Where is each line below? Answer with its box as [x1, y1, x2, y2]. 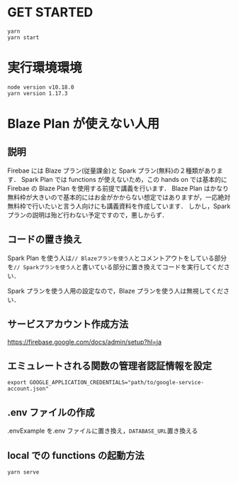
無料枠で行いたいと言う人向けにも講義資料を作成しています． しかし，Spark [7, 202, 231, 210]
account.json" [7, 385, 50, 393]
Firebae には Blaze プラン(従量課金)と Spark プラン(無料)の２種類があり [7, 166, 217, 175]
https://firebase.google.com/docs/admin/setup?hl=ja [7, 337, 161, 346]
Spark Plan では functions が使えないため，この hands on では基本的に [21, 175, 228, 183]
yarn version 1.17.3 [7, 89, 69, 97]
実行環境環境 [7, 60, 83, 76]
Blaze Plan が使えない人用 [7, 116, 160, 132]
